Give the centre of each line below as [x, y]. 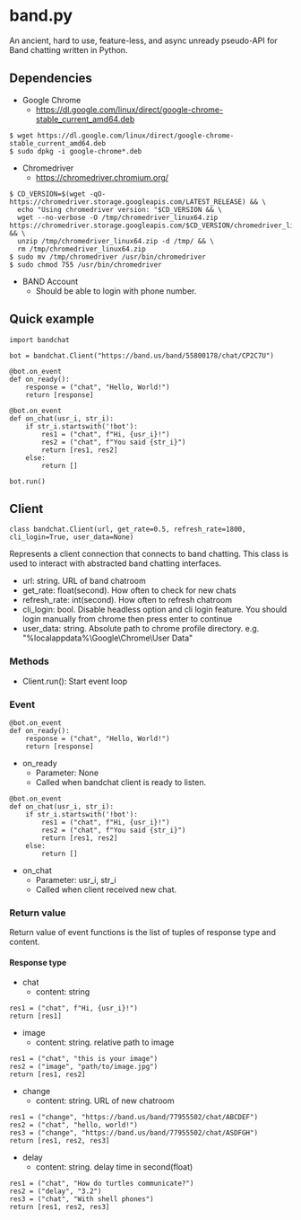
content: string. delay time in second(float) [114, 1167]
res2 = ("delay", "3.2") [56, 1191]
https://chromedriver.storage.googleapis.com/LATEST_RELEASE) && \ [138, 202]
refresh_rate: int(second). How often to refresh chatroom [127, 600]
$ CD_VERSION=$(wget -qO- [57, 194]
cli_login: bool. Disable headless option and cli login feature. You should [155, 610]
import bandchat [39, 340]
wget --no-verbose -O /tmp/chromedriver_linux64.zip [118, 217]
